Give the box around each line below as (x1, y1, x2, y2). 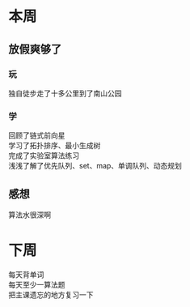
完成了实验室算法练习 (8, 151, 79, 160)
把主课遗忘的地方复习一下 (8, 289, 94, 300)
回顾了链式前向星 (8, 130, 65, 140)
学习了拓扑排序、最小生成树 (8, 141, 101, 151)
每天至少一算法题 (8, 279, 65, 289)
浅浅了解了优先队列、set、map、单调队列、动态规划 (8, 161, 182, 171)
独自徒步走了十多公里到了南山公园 (8, 88, 122, 98)
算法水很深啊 (8, 210, 51, 220)
